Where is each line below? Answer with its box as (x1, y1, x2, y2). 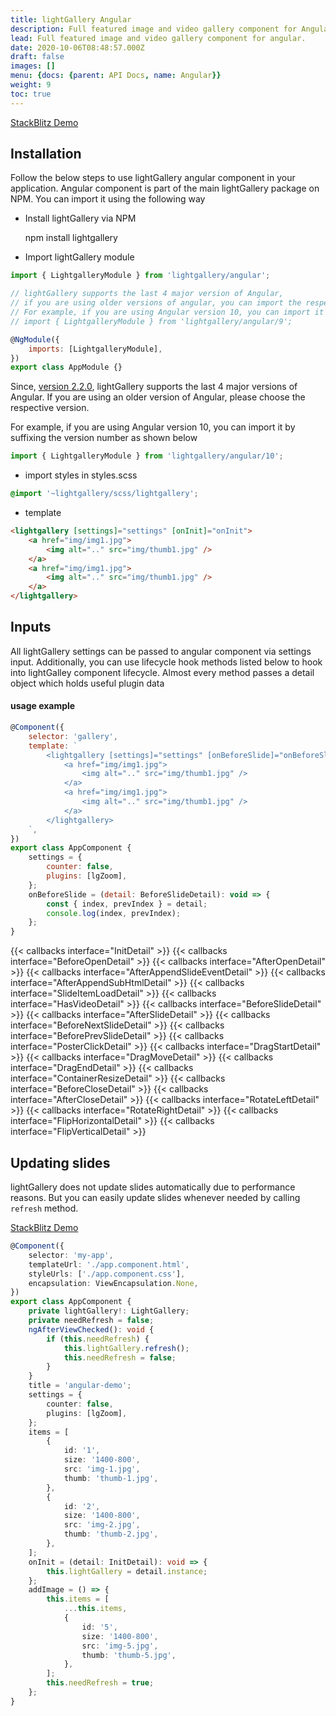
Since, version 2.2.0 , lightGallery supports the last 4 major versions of (10, 381, 298, 393)
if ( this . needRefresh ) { (46, 1334, 150, 1344)
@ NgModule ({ (10, 334, 60, 345)
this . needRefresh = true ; (46, 1678, 155, 1688)
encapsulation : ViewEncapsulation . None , (28, 1278, 199, 1288)
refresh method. (10, 1202, 79, 1215)
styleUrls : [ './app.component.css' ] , (28, 1269, 186, 1279)
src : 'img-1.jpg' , (63, 1464, 141, 1475)
